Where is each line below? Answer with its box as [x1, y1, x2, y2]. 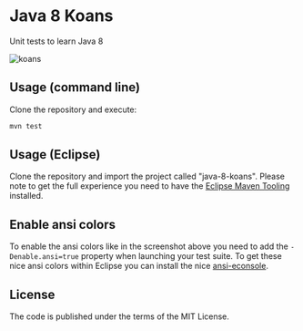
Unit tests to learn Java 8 [9, 36, 104, 47]
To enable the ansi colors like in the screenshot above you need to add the [9, 241, 288, 252]
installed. [9, 191, 44, 202]
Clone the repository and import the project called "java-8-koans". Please [9, 171, 285, 182]
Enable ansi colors [9, 216, 116, 233]
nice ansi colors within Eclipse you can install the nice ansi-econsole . [9, 261, 268, 272]
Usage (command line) [9, 79, 141, 96]
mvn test [9, 121, 43, 130]
